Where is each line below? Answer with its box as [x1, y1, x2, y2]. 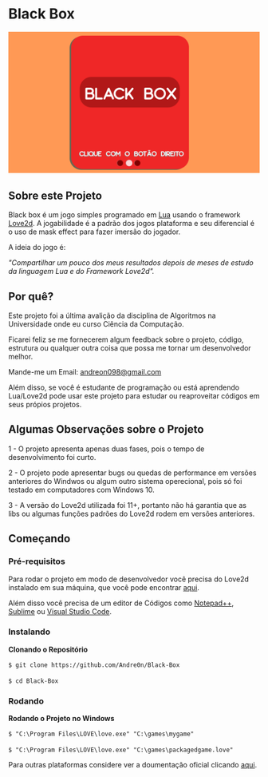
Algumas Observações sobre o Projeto [8, 422, 204, 436]
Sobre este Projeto [8, 188, 102, 202]
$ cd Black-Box [8, 676, 59, 685]
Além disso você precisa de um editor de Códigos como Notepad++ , [8, 598, 235, 608]
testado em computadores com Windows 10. [8, 485, 156, 494]
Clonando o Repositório [8, 644, 89, 654]
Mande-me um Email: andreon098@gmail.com [8, 367, 162, 377]
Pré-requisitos [8, 556, 65, 567]
